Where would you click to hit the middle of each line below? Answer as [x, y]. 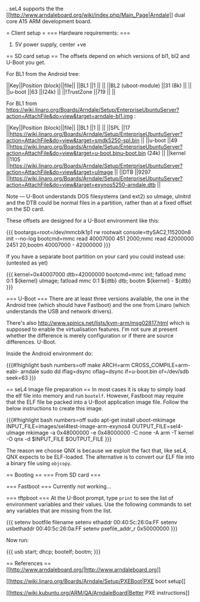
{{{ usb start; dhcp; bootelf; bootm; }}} [53, 552]
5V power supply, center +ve [50, 44]
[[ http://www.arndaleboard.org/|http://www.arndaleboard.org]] [84, 569]
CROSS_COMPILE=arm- [161, 365]
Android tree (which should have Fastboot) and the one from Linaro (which [98, 305]
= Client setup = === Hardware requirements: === [68, 33]
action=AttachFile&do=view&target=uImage [60, 172]
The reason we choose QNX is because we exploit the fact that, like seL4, [97, 451]
